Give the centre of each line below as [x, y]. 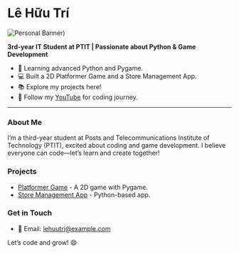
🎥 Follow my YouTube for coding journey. [78, 97]
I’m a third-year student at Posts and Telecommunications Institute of [108, 138]
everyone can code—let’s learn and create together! [84, 153]
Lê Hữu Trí [38, 13]
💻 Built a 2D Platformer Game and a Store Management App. [107, 76]
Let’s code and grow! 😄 [42, 242]
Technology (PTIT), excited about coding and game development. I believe [117, 146]
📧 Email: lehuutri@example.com [64, 228]
